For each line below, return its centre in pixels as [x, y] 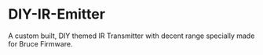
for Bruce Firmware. [40, 43]
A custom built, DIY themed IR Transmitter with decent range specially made [131, 36]
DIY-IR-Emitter [57, 14]
